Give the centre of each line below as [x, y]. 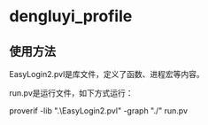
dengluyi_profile [71, 16]
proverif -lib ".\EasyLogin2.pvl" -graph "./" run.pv [99, 111]
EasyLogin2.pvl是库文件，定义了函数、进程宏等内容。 [107, 74]
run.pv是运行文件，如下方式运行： [72, 93]
